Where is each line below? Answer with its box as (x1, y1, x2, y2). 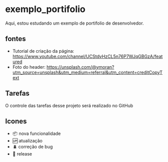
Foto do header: (12, 64, 46, 70)
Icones (5, 117, 27, 125)
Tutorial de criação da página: (12, 48, 74, 54)
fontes (5, 35, 26, 43)
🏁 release (12, 151, 33, 157)
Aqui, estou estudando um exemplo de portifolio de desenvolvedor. (5, 20, 144, 26)
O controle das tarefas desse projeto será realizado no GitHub (5, 102, 133, 108)
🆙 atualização (12, 138, 43, 144)
